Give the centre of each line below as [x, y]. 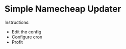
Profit [17, 42]
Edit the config [26, 32]
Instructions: [17, 22]
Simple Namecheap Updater [63, 9]
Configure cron [27, 37]
